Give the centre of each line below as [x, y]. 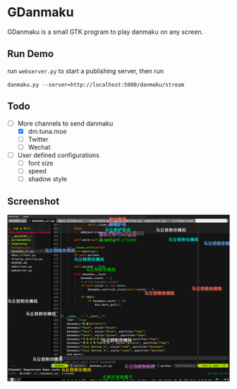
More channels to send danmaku [65, 123]
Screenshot [34, 202]
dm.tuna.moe [47, 131]
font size [41, 163]
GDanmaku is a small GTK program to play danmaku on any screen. [105, 32]
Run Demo [31, 54]
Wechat [39, 147]
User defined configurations [59, 155]
